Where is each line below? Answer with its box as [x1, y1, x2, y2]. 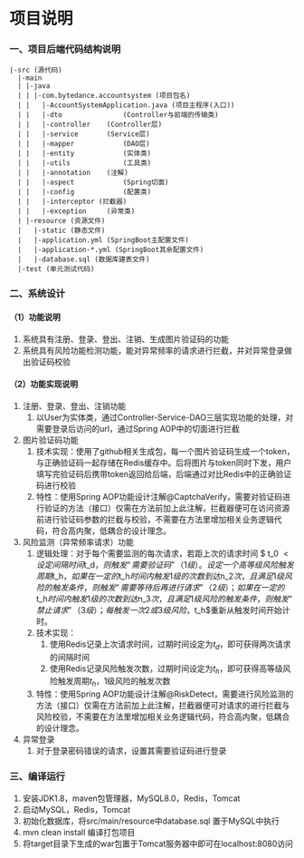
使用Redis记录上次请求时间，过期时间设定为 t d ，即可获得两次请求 [49, 639, 291, 651]
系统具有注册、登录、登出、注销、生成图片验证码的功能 [22, 333, 229, 345]
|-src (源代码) [9, 65, 62, 75]
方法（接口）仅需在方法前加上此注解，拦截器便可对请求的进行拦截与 [35, 700, 290, 711]
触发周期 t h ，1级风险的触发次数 [57, 676, 171, 689]
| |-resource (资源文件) [17, 217, 106, 226]
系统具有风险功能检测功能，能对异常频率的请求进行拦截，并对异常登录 [22, 345, 285, 356]
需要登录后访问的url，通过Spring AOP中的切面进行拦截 [35, 423, 240, 434]
